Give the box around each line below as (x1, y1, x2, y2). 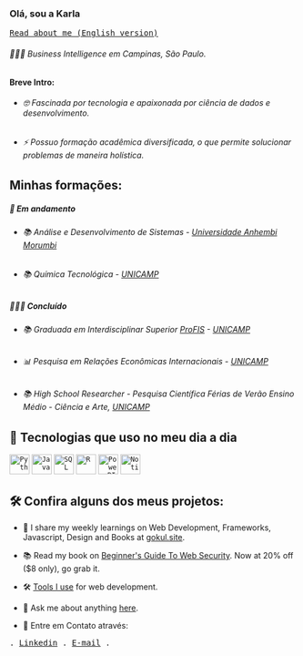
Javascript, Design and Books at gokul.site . (22, 531, 186, 542)
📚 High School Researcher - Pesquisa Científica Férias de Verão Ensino (22, 388, 295, 399)
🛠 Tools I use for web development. (22, 581, 158, 592)
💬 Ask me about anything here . (22, 602, 139, 613)
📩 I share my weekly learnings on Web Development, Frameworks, (22, 522, 271, 533)
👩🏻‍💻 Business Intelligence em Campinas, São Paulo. (9, 48, 207, 59)
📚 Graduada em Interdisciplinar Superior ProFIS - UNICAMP (22, 323, 251, 334)
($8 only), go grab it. (22, 563, 100, 574)
